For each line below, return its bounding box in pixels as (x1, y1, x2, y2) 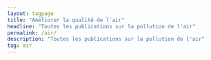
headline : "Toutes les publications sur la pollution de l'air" (7, 23, 196, 30)
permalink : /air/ (7, 29, 57, 37)
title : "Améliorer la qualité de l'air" (7, 17, 125, 23)
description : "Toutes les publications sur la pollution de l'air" (7, 36, 205, 43)
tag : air (7, 42, 32, 49)
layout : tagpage (7, 10, 54, 17)
